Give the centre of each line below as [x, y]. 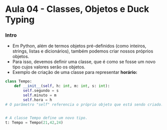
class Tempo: [19, 81]
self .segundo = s [41, 91]
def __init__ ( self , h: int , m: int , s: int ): [62, 86]
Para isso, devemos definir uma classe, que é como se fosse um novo [84, 62]
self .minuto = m [40, 95]
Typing [20, 20]
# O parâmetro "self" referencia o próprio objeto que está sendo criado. [84, 104]
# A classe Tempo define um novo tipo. [46, 118]
